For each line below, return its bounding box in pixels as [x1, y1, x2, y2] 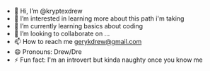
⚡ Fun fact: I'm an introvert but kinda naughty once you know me [13, 55, 203, 64]
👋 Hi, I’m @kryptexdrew [13, 7, 83, 15]
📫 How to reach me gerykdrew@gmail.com [13, 38, 142, 45]
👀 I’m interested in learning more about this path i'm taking [13, 14, 185, 23]
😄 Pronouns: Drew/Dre [13, 48, 83, 56]
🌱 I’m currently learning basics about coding [13, 22, 144, 30]
